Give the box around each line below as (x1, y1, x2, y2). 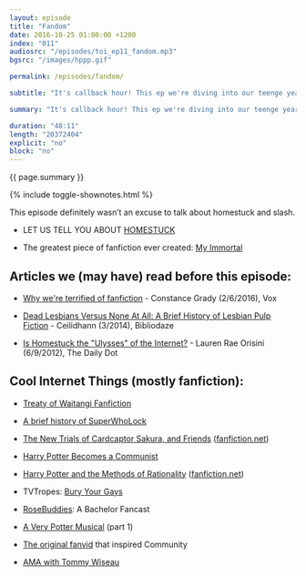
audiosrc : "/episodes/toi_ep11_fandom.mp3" (9, 47, 178, 56)
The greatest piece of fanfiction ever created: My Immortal (22, 242, 243, 253)
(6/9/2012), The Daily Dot (22, 347, 118, 358)
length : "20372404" (9, 129, 84, 139)
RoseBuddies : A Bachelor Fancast (22, 503, 150, 514)
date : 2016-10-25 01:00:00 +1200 (9, 30, 137, 39)
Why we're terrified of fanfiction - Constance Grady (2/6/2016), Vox (22, 292, 278, 303)
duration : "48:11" (9, 121, 79, 130)
